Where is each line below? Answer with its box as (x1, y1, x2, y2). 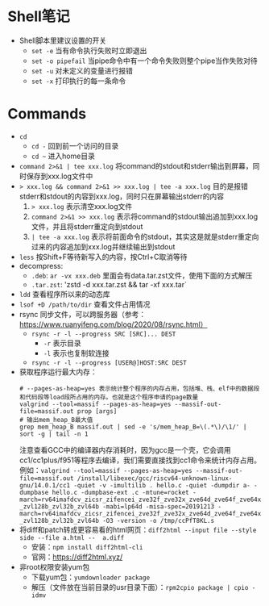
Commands (7, 105, 87, 123)
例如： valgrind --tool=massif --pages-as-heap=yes (19, 465, 192, 474)
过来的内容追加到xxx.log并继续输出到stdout (31, 241, 176, 251)
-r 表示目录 (43, 338, 81, 348)
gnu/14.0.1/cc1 (19, 481, 71, 489)
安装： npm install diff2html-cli (31, 541, 143, 551)
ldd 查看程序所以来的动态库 (19, 289, 110, 299)
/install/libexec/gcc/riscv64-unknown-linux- (77, 474, 233, 483)
